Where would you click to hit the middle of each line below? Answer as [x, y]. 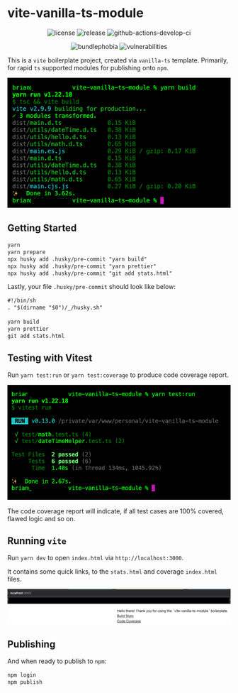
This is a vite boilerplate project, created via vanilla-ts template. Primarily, [118, 60]
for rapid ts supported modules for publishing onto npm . [88, 67]
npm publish [25, 682]
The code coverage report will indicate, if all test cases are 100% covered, [116, 511]
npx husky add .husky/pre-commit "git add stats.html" [90, 274]
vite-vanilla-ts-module [75, 13]
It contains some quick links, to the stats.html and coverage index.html [112, 572]
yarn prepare [27, 252]
